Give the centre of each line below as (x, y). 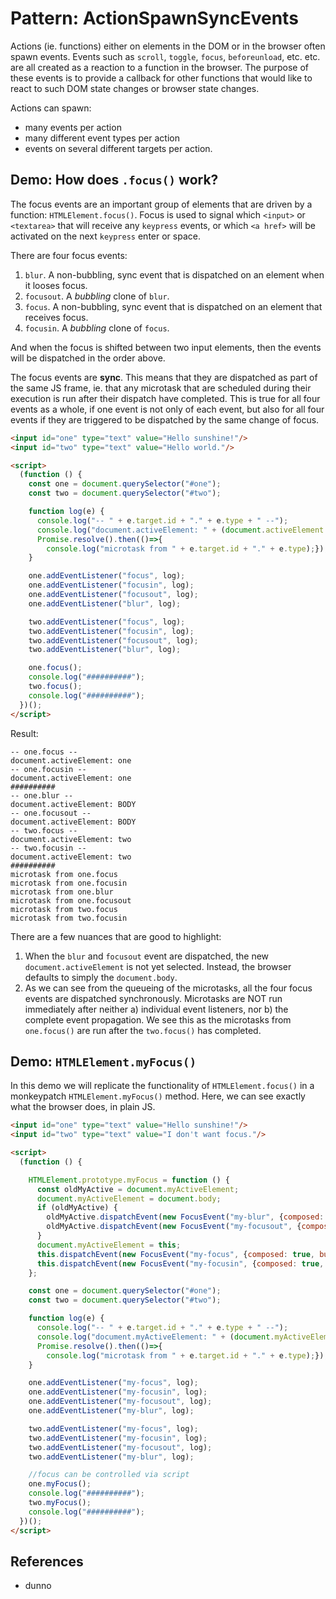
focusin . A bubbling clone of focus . (97, 328)
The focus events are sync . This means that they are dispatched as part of (164, 377)
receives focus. (56, 317)
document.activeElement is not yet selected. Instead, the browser (158, 966)
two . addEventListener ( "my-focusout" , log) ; (120, 1447)
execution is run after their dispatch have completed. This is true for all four (165, 398)
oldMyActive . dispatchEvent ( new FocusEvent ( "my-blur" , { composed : (185, 1217)
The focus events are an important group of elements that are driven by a (161, 204)
